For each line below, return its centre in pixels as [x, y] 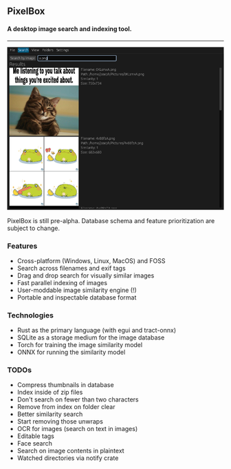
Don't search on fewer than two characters [78, 399]
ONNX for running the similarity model [71, 352]
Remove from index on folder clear [66, 407]
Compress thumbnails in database [66, 385]
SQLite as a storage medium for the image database [91, 337]
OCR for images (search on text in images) [77, 429]
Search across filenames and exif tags [71, 268]
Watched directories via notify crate [68, 458]
